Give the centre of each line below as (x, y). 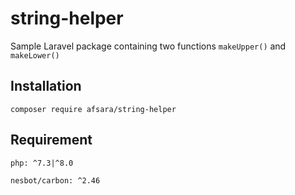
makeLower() (35, 55)
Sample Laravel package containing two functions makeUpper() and (148, 46)
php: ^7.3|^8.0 (42, 163)
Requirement (51, 140)
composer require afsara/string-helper (93, 109)
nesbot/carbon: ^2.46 (55, 180)
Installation (46, 86)
